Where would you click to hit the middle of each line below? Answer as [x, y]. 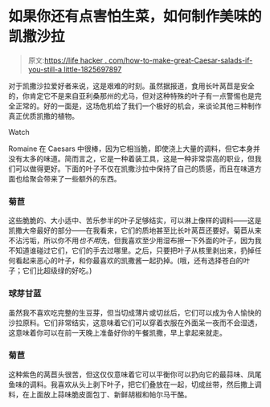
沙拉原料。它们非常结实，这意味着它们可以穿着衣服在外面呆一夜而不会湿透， [135, 323]
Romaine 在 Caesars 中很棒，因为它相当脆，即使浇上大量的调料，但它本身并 [135, 149]
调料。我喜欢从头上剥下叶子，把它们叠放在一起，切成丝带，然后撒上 [142, 384]
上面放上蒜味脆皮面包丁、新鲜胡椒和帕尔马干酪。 [110, 394]
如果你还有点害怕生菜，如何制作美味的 [135, 16]
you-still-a [45, 69]
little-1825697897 [93, 69]
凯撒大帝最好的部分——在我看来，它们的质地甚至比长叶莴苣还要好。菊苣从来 [135, 230]
